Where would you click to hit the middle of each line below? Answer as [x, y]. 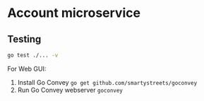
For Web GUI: [27, 69]
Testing [24, 39]
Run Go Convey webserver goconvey [70, 90]
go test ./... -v [33, 55]
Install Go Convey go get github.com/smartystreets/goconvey [107, 82]
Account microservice [74, 13]
